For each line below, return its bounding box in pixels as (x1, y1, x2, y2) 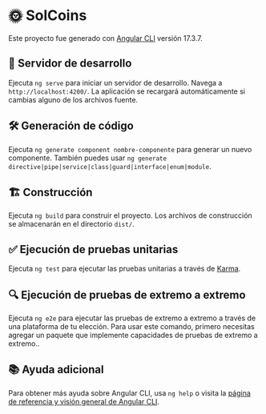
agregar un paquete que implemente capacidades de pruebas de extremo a (8, 331, 258, 340)
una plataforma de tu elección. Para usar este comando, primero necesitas (8, 322, 255, 331)
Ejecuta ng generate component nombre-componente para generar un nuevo (8, 144, 252, 154)
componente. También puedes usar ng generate (8, 153, 167, 163)
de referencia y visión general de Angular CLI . (8, 396, 160, 406)
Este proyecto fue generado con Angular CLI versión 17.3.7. (8, 33, 203, 42)
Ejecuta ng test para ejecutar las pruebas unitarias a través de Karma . (8, 263, 241, 274)
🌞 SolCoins (8, 6, 87, 25)
